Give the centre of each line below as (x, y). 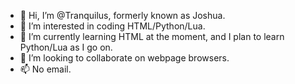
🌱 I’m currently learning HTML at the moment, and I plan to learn (152, 36)
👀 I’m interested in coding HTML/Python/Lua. (112, 26)
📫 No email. (45, 69)
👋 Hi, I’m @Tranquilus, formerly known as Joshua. (122, 15)
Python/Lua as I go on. (66, 47)
